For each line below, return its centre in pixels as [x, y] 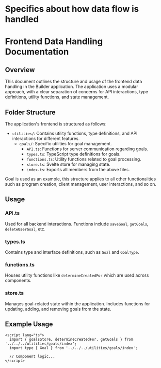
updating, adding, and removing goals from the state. [58, 309]
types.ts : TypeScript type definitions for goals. [73, 154]
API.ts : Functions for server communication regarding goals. [87, 149]
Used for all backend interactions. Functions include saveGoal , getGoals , [77, 224]
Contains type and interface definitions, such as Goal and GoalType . [72, 252]
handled [22, 19]
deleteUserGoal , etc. [25, 229]
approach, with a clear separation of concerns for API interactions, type [77, 92]
